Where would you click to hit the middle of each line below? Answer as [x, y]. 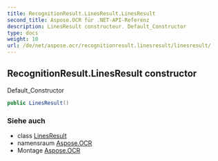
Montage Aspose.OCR [49, 150]
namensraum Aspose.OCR [54, 143]
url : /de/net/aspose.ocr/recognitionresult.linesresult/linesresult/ [109, 46]
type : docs [23, 33]
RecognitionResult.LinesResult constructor [102, 74]
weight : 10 [23, 39]
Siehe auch [27, 120]
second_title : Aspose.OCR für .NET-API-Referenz [78, 20]
